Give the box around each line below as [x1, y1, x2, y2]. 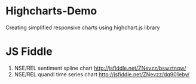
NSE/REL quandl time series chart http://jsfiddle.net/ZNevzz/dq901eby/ [14, 70, 190, 78]
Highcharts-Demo [5, 4, 97, 18]
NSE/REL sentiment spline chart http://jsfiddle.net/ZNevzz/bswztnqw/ [14, 64, 186, 71]
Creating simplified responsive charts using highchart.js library [5, 24, 160, 31]
